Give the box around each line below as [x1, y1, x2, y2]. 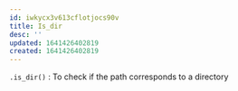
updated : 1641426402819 [9, 38, 100, 48]
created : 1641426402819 [9, 47, 100, 56]
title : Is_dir [9, 22, 63, 31]
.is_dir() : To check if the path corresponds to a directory [9, 71, 229, 82]
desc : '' [9, 30, 43, 39]
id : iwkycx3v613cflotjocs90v [9, 13, 119, 23]
